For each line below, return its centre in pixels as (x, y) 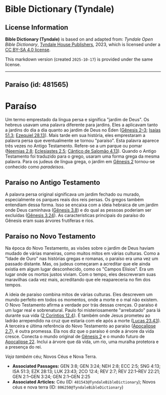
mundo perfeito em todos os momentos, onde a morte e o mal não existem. (82, 300)
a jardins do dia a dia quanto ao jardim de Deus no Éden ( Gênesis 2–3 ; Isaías (83, 130)
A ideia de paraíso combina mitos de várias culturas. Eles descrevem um (79, 294)
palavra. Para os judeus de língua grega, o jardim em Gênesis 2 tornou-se (80, 162)
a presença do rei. (23, 347)
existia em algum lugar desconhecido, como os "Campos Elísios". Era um (80, 269)
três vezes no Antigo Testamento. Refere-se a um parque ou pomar (74, 146)
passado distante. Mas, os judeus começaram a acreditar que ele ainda (78, 263)
